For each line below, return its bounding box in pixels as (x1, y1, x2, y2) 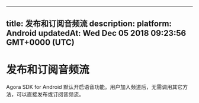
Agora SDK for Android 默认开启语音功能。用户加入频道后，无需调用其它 (6, 84, 183, 91)
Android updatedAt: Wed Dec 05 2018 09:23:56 (6, 28, 187, 38)
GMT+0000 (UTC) (6, 38, 75, 48)
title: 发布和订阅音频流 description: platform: (6, 19, 172, 29)
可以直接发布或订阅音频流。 (16, 91, 84, 98)
